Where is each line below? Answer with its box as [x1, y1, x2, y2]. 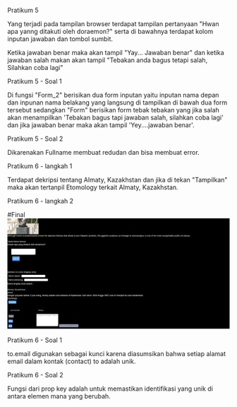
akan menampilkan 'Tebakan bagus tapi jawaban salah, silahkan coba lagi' [7, 113, 224, 122]
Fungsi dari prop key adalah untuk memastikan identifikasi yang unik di [7, 384, 214, 393]
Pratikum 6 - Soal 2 [7, 370, 63, 379]
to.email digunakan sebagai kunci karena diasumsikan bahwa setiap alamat [7, 349, 226, 358]
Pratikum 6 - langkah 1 [7, 162, 73, 170]
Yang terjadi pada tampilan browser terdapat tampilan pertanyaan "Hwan [7, 20, 219, 28]
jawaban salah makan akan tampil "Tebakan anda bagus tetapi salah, [7, 56, 208, 64]
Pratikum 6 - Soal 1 [7, 336, 62, 344]
